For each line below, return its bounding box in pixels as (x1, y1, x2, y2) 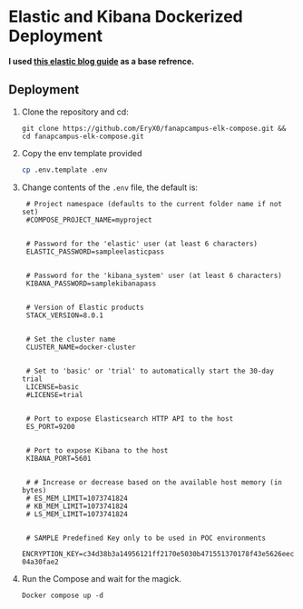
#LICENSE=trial (25, 390, 83, 399)
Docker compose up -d (21, 591, 103, 600)
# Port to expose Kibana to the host (25, 445, 169, 455)
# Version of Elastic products (25, 303, 144, 312)
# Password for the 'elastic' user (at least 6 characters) (25, 239, 259, 248)
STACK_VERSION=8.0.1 (25, 311, 103, 320)
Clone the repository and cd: (21, 106, 129, 117)
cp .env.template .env (21, 165, 108, 175)
